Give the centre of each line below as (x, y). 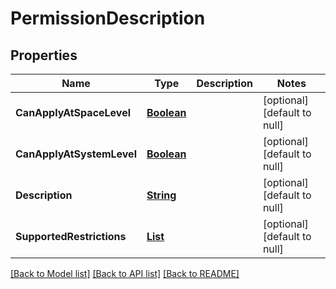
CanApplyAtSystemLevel (76, 154)
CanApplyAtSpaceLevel (73, 112)
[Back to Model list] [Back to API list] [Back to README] (125, 273)
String (161, 195)
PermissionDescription (108, 18)
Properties (44, 55)
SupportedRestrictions (71, 236)
